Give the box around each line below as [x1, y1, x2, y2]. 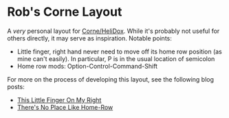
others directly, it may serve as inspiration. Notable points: [7, 34, 172, 42]
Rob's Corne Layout [7, 4, 122, 20]
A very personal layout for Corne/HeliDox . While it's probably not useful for [7, 27, 220, 35]
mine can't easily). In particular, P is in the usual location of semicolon [17, 54, 215, 62]
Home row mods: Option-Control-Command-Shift [17, 62, 158, 70]
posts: [7, 82, 25, 91]
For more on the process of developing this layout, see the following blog [7, 75, 215, 83]
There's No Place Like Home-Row [17, 103, 113, 111]
